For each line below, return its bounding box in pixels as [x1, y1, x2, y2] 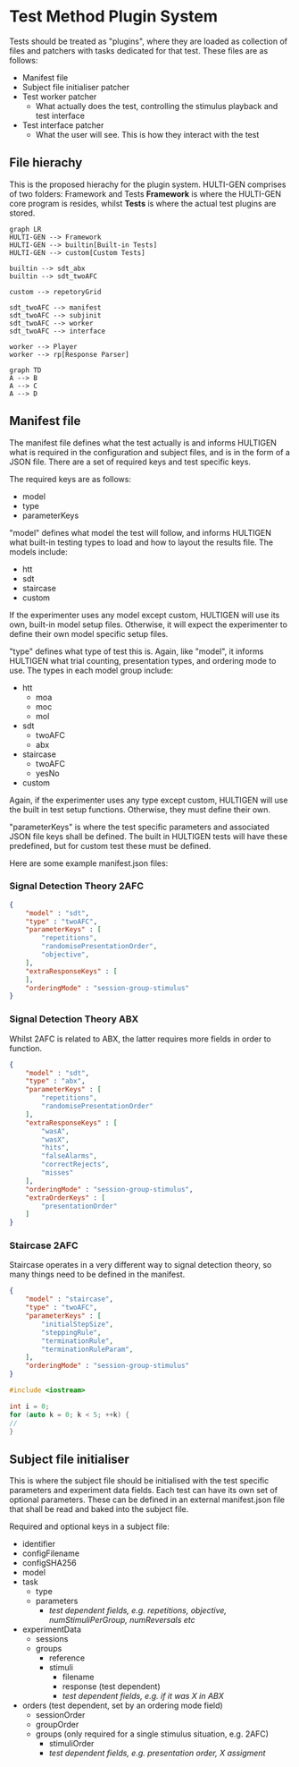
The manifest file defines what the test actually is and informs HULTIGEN [9, 437, 277, 448]
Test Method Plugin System [9, 6, 219, 27]
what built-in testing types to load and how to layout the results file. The [9, 537, 274, 548]
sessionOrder [35, 1710, 86, 1720]
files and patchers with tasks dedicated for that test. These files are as [9, 45, 269, 55]
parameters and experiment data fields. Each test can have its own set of [9, 1485, 278, 1496]
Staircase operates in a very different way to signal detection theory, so [9, 1260, 272, 1270]
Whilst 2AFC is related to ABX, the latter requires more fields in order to [9, 1033, 271, 1044]
